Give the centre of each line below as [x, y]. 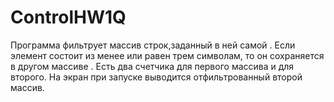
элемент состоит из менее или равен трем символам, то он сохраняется [167, 55]
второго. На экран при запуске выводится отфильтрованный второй [156, 77]
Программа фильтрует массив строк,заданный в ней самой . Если [153, 45]
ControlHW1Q [68, 17]
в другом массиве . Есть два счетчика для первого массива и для [152, 66]
